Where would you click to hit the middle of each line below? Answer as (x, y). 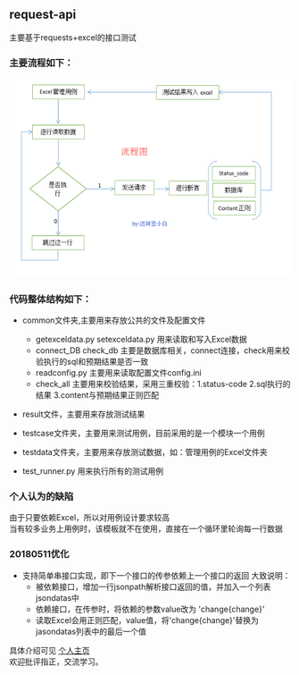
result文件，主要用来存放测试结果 (83, 414)
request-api (43, 15)
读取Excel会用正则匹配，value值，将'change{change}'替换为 (147, 620)
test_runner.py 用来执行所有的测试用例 (93, 471)
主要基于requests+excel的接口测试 (73, 37)
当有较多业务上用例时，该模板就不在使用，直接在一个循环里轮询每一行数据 (146, 529)
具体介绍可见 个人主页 (50, 650)
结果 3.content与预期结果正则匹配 (97, 395)
